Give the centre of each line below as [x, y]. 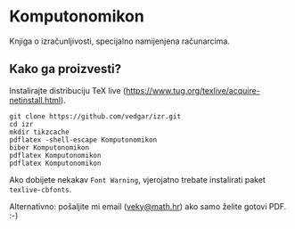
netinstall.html [35, 100]
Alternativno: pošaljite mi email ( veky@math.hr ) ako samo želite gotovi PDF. [148, 206]
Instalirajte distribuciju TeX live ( [68, 90]
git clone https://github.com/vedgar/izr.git [95, 116]
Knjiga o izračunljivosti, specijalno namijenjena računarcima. [119, 41]
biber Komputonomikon [49, 147]
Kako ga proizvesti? [66, 69]
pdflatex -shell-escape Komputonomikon [83, 140]
